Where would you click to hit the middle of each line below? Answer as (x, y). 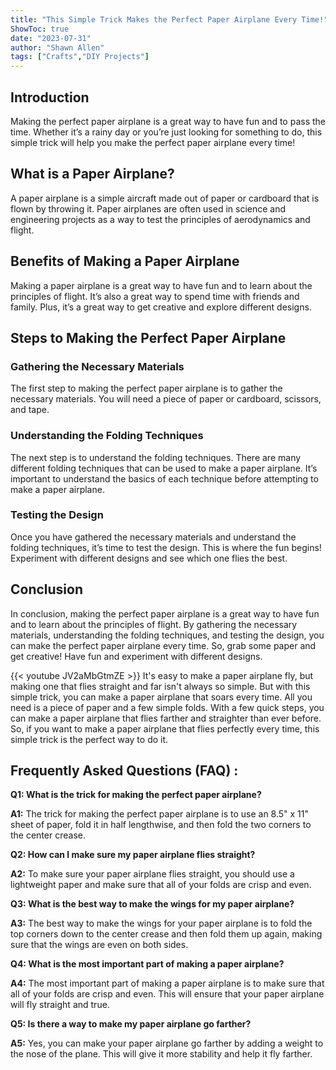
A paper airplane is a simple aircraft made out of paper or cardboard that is (165, 198)
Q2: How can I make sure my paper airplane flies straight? (133, 855)
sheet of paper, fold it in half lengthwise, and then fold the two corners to (161, 825)
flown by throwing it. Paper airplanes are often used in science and (148, 208)
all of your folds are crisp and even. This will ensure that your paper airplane (167, 994)
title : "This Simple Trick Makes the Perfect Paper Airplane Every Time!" (169, 19)
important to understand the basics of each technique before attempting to (164, 478)
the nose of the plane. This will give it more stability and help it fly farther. (161, 1054)
